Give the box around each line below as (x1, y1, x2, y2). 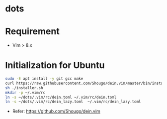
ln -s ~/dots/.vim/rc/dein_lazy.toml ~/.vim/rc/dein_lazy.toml (5, 99, 141, 105)
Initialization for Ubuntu (5, 60, 105, 71)
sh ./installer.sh (5, 85, 43, 90)
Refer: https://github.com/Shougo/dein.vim (12, 108, 100, 115)
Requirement (5, 26, 60, 37)
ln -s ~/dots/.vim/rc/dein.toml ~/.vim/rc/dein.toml (5, 95, 117, 100)
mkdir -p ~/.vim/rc (5, 90, 46, 95)
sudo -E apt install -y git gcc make (5, 76, 83, 81)
